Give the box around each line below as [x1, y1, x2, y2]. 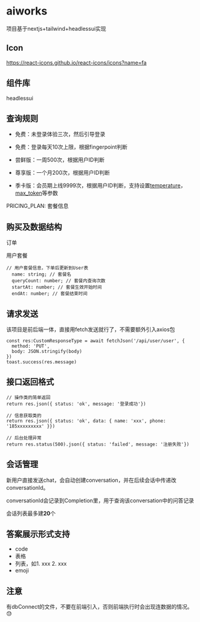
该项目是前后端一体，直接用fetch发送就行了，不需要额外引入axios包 [6, 326, 175, 333]
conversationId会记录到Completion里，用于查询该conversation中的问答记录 [6, 497, 195, 504]
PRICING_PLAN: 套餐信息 [6, 202, 69, 210]
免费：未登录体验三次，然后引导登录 [15, 131, 106, 138]
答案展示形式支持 [6, 529, 70, 539]
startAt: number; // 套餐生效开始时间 [11, 284, 102, 291]
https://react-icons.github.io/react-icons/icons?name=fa [6, 59, 147, 66]
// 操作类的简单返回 [6, 394, 51, 400]
